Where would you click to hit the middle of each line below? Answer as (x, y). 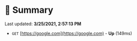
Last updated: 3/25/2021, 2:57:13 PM (43, 24)
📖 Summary (29, 10)
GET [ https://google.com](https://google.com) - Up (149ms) (72, 33)
